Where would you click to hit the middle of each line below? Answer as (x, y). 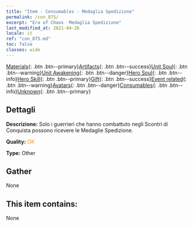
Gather (19, 171)
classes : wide (23, 50)
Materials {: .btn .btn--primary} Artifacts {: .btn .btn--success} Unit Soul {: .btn (97, 66)
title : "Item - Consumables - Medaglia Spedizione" (70, 11)
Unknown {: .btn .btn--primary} (54, 91)
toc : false (19, 45)
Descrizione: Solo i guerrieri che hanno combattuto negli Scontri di (87, 124)
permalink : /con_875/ (32, 17)
